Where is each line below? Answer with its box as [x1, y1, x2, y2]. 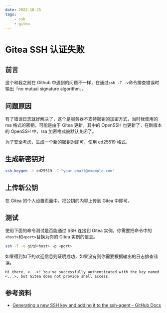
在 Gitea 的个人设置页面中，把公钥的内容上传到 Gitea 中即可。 [5, 198, 132, 204]
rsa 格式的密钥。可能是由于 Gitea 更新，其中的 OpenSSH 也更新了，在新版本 [5, 122, 162, 128]
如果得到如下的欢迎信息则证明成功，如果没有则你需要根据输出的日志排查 [5, 253, 154, 259]
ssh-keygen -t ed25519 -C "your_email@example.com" [5, 168, 115, 173]
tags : [5, 12, 16, 17]
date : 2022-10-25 [5, 7, 41, 12]
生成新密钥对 [5, 155, 45, 163]
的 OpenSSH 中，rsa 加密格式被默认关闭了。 [5, 128, 97, 134]
